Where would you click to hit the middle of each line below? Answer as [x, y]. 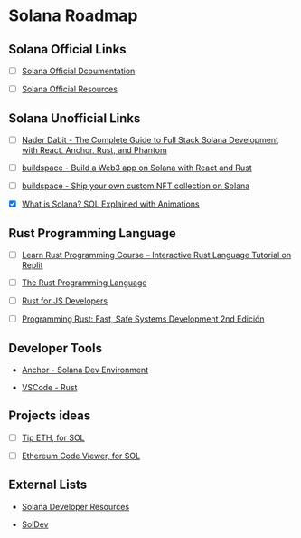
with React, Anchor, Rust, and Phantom [94, 150]
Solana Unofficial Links [75, 118]
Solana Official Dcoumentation [78, 71]
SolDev [35, 524]
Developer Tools [56, 348]
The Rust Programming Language [84, 283]
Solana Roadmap [73, 16]
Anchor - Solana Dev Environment [85, 370]
